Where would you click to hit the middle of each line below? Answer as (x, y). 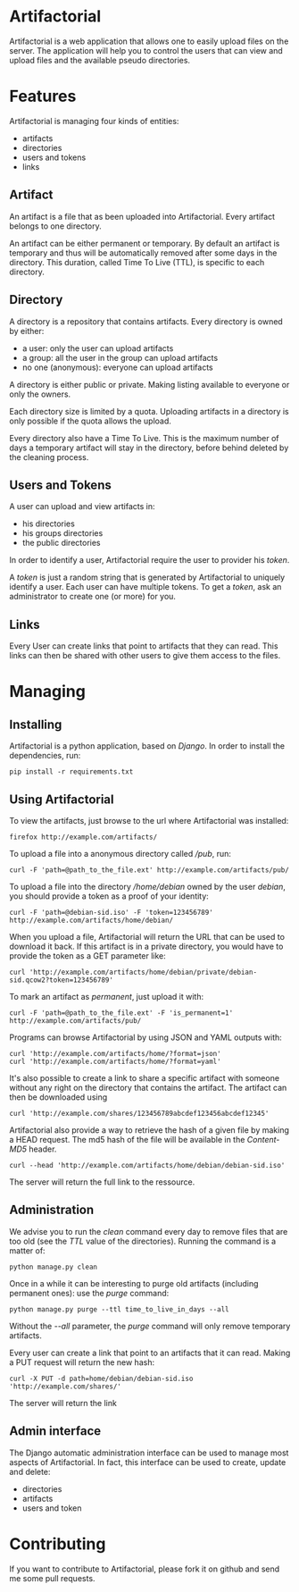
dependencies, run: (45, 756)
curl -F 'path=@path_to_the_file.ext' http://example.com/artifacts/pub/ (149, 870)
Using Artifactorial (62, 799)
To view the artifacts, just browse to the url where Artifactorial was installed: (149, 820)
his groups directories (62, 533)
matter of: (28, 1250)
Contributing (58, 1544)
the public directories (61, 543)
